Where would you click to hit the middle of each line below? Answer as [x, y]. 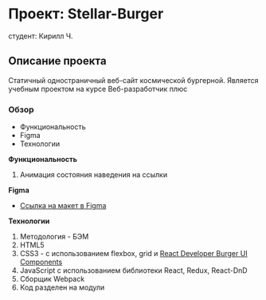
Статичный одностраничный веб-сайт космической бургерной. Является [133, 80]
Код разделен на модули [62, 287]
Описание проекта [57, 61]
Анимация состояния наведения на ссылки [94, 175]
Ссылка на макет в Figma [63, 206]
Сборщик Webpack [52, 279]
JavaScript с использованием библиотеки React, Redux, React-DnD [134, 270]
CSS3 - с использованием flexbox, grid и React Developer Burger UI [134, 254]
